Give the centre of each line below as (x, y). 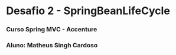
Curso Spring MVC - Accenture (52, 30)
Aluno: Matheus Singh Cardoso (52, 46)
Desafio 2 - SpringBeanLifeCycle (88, 11)
